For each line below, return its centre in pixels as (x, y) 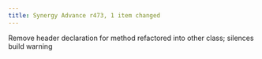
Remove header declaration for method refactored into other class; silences (131, 38)
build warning (30, 46)
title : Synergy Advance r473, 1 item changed (84, 15)
